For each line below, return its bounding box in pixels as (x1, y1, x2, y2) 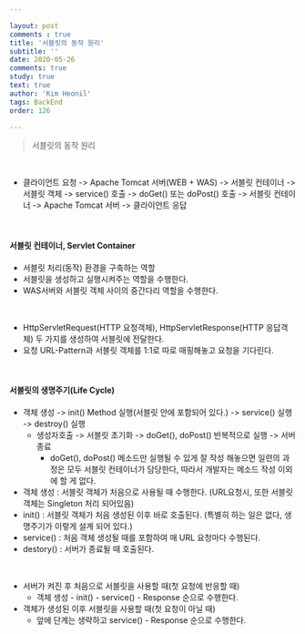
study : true (9, 72, 55, 82)
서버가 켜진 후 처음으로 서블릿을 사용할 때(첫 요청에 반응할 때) (22, 580, 240, 591)
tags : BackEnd (9, 97, 64, 107)
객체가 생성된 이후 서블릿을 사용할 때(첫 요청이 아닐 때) (22, 603, 216, 614)
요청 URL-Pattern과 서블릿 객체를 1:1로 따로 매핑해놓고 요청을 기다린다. (22, 344, 275, 355)
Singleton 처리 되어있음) (46, 497, 135, 508)
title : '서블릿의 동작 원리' (9, 38, 105, 47)
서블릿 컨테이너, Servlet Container (9, 240, 136, 251)
